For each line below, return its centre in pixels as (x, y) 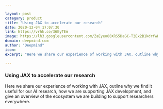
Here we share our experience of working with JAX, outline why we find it (79, 86)
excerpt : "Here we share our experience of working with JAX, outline (78, 54)
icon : (10, 50)
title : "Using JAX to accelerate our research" (54, 23)
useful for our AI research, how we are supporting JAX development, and (78, 91)
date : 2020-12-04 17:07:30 (32, 27)
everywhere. (18, 101)
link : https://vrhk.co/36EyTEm (37, 32)
